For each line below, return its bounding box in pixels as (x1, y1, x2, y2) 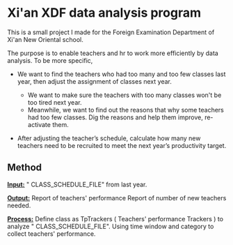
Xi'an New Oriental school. (7, 35, 83, 43)
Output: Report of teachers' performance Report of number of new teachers (7, 193, 227, 202)
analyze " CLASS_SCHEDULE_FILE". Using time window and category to (7, 222, 214, 230)
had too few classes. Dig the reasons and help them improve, (27, 113, 203, 121)
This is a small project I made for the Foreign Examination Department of (7, 28, 215, 36)
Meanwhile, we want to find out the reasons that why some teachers (27, 105, 225, 114)
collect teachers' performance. (7, 229, 96, 238)
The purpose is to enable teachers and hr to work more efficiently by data (7, 49, 219, 57)
